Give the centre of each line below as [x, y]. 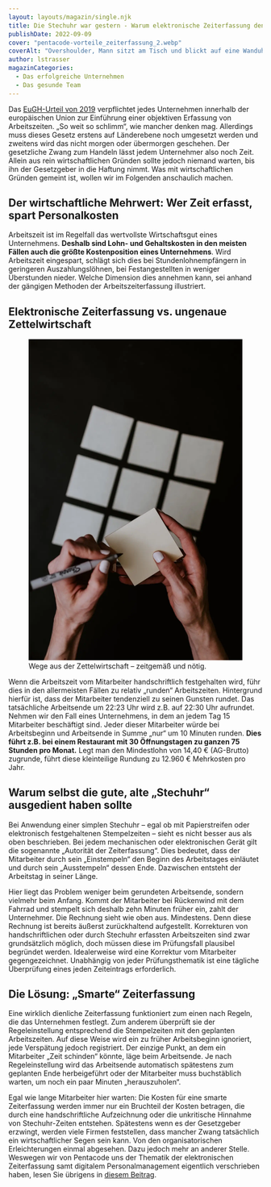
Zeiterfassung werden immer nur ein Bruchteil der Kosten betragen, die [127, 1106]
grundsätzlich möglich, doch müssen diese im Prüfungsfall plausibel [122, 943]
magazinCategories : [41, 69]
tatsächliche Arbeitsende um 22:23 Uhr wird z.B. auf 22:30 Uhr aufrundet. [131, 707]
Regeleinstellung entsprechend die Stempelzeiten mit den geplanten [122, 1031]
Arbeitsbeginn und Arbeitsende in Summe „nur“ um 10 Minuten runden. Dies [135, 733]
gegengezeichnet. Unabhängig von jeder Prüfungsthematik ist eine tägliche [134, 960]
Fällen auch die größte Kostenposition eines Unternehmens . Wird [120, 252]
